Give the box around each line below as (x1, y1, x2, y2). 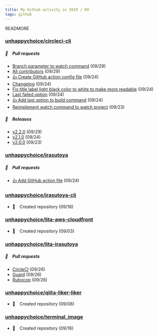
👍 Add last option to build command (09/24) (12, 97, 103, 103)
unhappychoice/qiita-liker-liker (5, 289, 82, 296)
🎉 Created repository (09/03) (12, 228, 75, 234)
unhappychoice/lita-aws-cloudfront (5, 216, 94, 223)
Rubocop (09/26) (12, 277, 48, 283)
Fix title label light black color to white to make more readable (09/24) (12, 86, 154, 92)
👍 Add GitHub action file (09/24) (12, 178, 80, 184)
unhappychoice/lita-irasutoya (5, 240, 78, 247)
